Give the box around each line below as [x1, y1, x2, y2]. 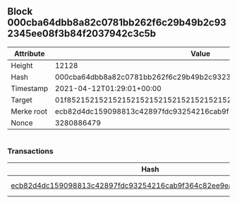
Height [11, 60, 33, 70]
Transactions [7, 146, 54, 156]
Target [11, 95, 33, 104]
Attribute [13, 49, 45, 59]
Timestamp [11, 83, 49, 93]
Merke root [11, 106, 48, 116]
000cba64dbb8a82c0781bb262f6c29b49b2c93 [7, 17, 227, 29]
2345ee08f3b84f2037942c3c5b [7, 28, 157, 40]
